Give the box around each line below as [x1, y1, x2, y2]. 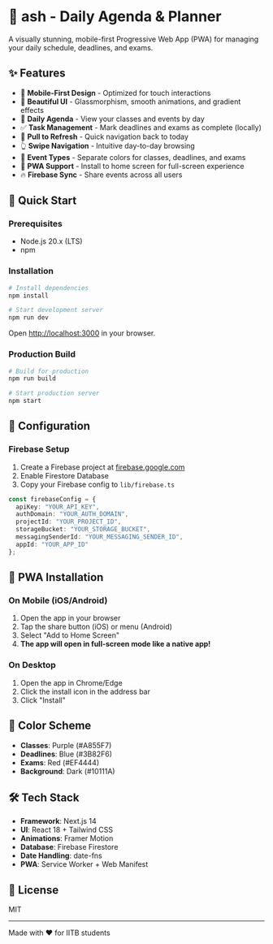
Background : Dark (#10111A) [19, 766, 115, 776]
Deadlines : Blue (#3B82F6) [19, 749, 112, 759]
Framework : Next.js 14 [19, 816, 97, 826]
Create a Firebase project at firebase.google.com [19, 462, 185, 472]
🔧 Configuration [8, 419, 91, 433]
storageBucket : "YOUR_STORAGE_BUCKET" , [15, 526, 151, 534]
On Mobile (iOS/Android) [8, 595, 108, 606]
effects [19, 105, 45, 115]
